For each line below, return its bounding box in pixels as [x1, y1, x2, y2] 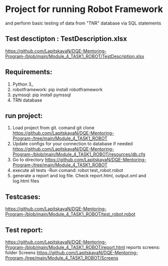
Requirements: [5, 68, 53, 76]
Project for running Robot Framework [5, 4, 163, 15]
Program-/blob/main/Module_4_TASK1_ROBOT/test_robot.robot [5, 211, 135, 217]
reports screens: [126, 244, 160, 250]
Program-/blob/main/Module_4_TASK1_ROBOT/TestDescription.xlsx [5, 53, 144, 59]
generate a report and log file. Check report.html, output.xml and [12, 173, 146, 179]
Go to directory [12, 157, 44, 163]
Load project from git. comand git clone [12, 125, 95, 131]
